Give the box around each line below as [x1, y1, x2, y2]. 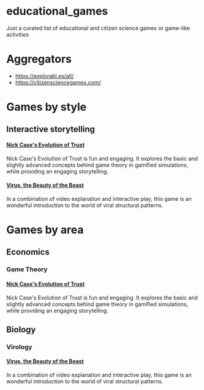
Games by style [6, 100, 87, 114]
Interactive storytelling [6, 124, 96, 134]
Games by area [6, 223, 84, 237]
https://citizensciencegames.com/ [15, 78, 102, 86]
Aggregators [6, 52, 72, 66]
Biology [6, 324, 36, 335]
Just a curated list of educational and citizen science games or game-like [6, 24, 191, 32]
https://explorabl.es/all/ [15, 72, 74, 80]
